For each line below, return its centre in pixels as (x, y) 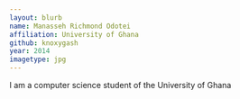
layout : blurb (36, 18)
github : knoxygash (44, 43)
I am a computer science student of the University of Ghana (120, 85)
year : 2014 (30, 51)
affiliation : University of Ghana (74, 34)
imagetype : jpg (38, 59)
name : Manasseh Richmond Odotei (70, 26)
